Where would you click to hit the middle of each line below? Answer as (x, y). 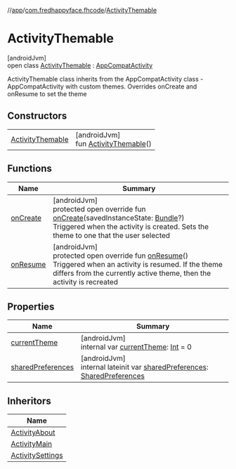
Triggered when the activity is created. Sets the (131, 226)
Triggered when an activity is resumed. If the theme (138, 264)
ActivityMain (32, 444)
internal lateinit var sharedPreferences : (144, 367)
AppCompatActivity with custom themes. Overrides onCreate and (102, 86)
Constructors (37, 116)
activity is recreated (85, 282)
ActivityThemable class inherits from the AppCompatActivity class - (105, 79)
